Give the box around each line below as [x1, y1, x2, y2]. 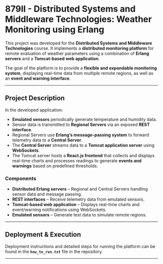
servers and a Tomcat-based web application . [5, 55, 100, 61]
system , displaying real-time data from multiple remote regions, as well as [5, 70, 154, 76]
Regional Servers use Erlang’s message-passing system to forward [12, 132, 149, 138]
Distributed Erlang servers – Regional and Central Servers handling [12, 186, 148, 192]
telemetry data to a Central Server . [12, 137, 82, 143]
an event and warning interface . [5, 75, 71, 81]
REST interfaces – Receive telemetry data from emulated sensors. [12, 196, 145, 202]
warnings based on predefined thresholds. [12, 163, 98, 169]
